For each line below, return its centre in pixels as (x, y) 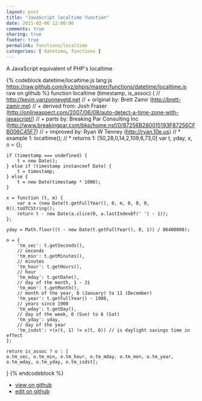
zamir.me (17, 106)
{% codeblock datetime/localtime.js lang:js (59, 80)
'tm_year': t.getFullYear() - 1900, (63, 298)
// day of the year (42, 325)
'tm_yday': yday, (39, 319)
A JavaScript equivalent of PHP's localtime (59, 68)
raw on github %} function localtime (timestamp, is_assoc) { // (83, 93)
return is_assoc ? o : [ (37, 351)
